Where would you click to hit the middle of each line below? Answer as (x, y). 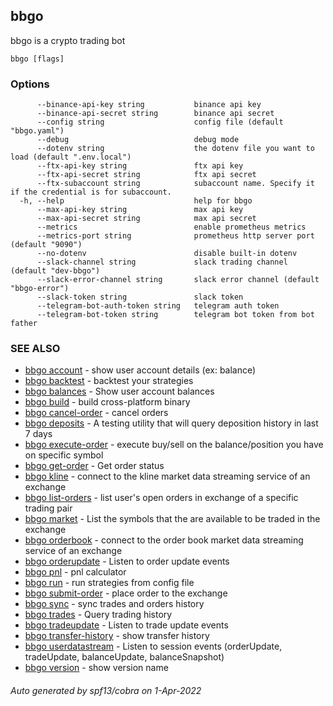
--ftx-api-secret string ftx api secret (146, 175)
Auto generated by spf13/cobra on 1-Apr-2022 (106, 690)
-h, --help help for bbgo (136, 201)
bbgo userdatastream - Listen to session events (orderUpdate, (153, 646)
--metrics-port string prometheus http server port (175, 236)
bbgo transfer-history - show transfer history (117, 636)
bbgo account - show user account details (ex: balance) (140, 370)
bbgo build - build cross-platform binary (107, 402)
